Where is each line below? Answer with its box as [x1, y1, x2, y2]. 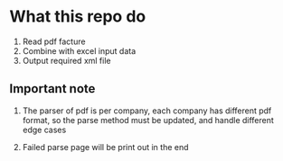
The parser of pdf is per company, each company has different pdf [22, 105, 272, 116]
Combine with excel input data [22, 45, 137, 56]
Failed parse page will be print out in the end [22, 141, 189, 152]
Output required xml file [22, 55, 111, 66]
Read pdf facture [22, 36, 86, 47]
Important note [9, 81, 96, 96]
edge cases [22, 124, 67, 135]
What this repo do [9, 6, 146, 27]
